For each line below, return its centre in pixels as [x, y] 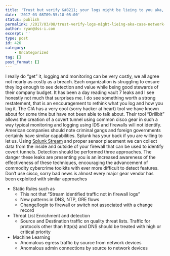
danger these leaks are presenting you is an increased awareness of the [80, 157]
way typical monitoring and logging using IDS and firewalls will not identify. [83, 125]
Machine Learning [31, 237]
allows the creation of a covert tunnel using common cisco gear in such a [82, 119]
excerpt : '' [18, 34]
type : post [17, 39]
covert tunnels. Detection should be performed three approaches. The [78, 152]
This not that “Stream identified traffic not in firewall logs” [80, 194]
